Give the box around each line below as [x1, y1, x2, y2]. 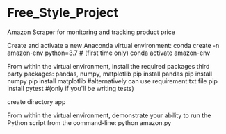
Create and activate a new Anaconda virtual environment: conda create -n [7, 41, 220, 49]
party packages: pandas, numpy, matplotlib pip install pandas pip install [7, 69, 213, 78]
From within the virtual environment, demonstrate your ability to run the [7, 111, 211, 119]
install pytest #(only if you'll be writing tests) [7, 84, 134, 92]
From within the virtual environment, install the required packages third [7, 62, 210, 70]
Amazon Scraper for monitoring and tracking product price [7, 28, 176, 36]
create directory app [7, 97, 66, 106]
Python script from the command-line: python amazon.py [7, 118, 172, 126]
